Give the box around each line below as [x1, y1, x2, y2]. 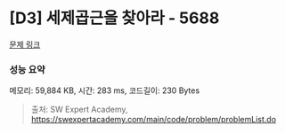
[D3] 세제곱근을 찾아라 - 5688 [9, 8, 220, 28]
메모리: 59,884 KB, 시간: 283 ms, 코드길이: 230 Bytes [9, 85, 200, 96]
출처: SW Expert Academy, [30, 104, 128, 115]
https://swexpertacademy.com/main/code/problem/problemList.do [30, 114, 277, 125]
